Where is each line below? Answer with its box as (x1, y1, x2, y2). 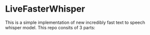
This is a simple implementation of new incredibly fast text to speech (5, 19, 145, 25)
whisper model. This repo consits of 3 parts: (5, 24, 96, 30)
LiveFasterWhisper (5, 3, 85, 15)
